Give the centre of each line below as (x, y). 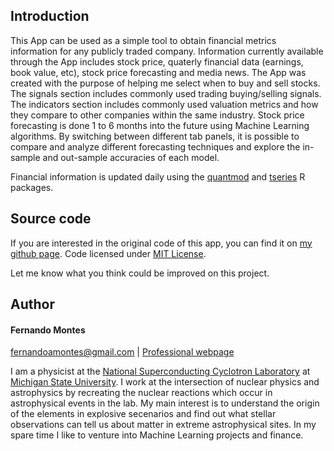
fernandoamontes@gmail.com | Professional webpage (122, 352)
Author (32, 304)
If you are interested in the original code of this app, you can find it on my (161, 243)
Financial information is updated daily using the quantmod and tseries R (158, 176)
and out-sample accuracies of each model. (131, 157)
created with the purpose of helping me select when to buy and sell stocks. (165, 83)
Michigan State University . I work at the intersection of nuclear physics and (165, 382)
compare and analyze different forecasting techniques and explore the (155, 146)
